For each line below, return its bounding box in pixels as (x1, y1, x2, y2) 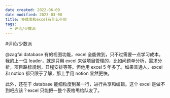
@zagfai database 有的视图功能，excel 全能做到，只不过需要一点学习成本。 (5, 52, 163, 58)
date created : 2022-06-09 (5, 7, 60, 13)
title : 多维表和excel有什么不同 (5, 17, 67, 22)
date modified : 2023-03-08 (5, 12, 62, 17)
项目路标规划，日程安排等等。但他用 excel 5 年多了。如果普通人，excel (14, 64, 163, 70)
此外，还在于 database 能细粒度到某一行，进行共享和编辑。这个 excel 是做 (5, 81, 161, 87)
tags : (5, 21, 17, 27)
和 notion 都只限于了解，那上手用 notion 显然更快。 (5, 70, 113, 76)
